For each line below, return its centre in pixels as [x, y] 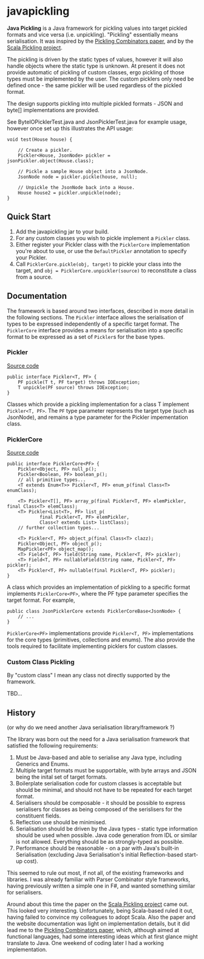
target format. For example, [41, 600]
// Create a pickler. [45, 150]
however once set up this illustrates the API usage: [70, 128]
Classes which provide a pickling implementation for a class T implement [98, 404]
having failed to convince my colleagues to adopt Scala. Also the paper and [101, 917]
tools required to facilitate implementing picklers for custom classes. [92, 646]
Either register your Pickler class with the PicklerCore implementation [103, 244]
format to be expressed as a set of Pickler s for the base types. [86, 337]
